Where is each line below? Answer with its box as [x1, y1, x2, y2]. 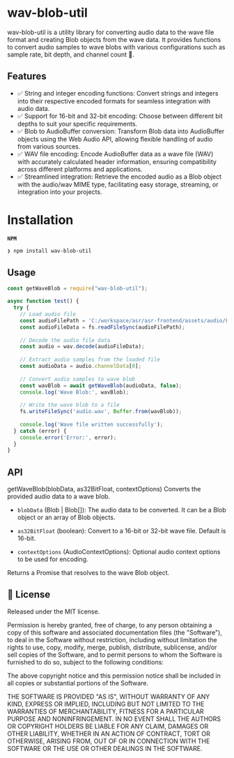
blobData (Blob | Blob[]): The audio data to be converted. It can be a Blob [17, 506, 226, 514]
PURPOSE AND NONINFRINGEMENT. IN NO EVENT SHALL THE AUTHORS [7, 714, 221, 723]
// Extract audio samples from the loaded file [19, 356, 160, 364]
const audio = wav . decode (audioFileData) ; [19, 343, 145, 350]
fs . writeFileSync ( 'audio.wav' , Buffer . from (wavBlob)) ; [19, 408, 182, 415]
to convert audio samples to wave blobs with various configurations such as [7, 43, 226, 51]
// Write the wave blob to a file [19, 401, 120, 409]
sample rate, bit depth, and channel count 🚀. [7, 50, 134, 59]
